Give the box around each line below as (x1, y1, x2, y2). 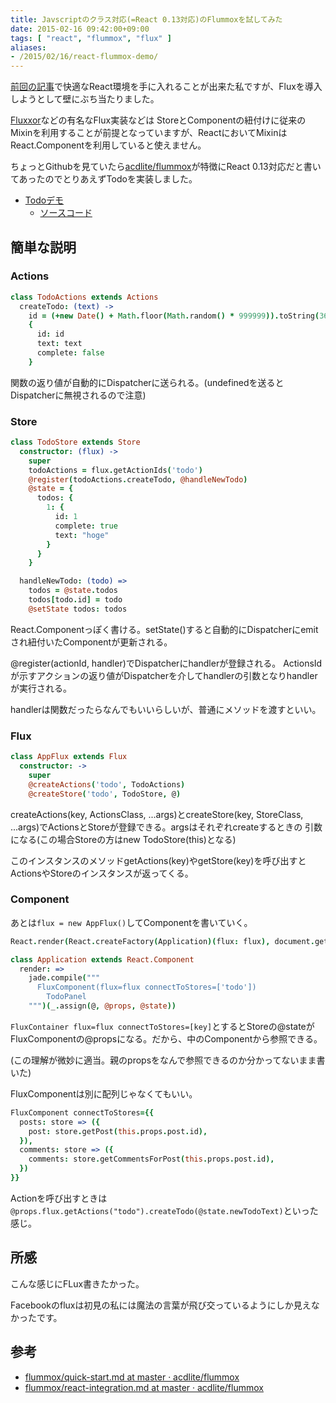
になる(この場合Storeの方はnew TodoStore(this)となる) (10, 833, 237, 845)
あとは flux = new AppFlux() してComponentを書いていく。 (10, 916, 253, 928)
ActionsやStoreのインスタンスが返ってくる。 (10, 867, 194, 879)
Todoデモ (24, 194, 65, 206)
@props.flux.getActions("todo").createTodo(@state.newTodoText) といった (10, 1204, 319, 1216)
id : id (36, 329, 65, 340)
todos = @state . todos (28, 586, 118, 596)
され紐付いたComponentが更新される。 (10, 636, 173, 648)
